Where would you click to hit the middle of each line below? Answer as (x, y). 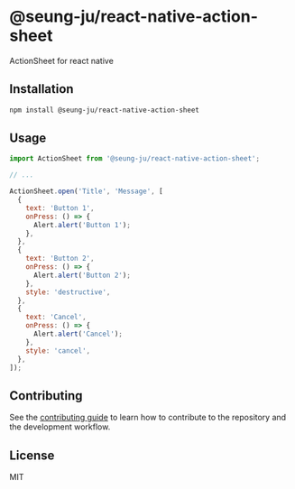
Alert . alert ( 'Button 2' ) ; (82, 275)
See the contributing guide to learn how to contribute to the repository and (148, 418)
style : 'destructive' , (68, 292)
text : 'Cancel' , (56, 318)
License (32, 455)
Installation (41, 89)
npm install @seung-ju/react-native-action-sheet (105, 110)
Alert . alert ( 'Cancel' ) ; (78, 334)
